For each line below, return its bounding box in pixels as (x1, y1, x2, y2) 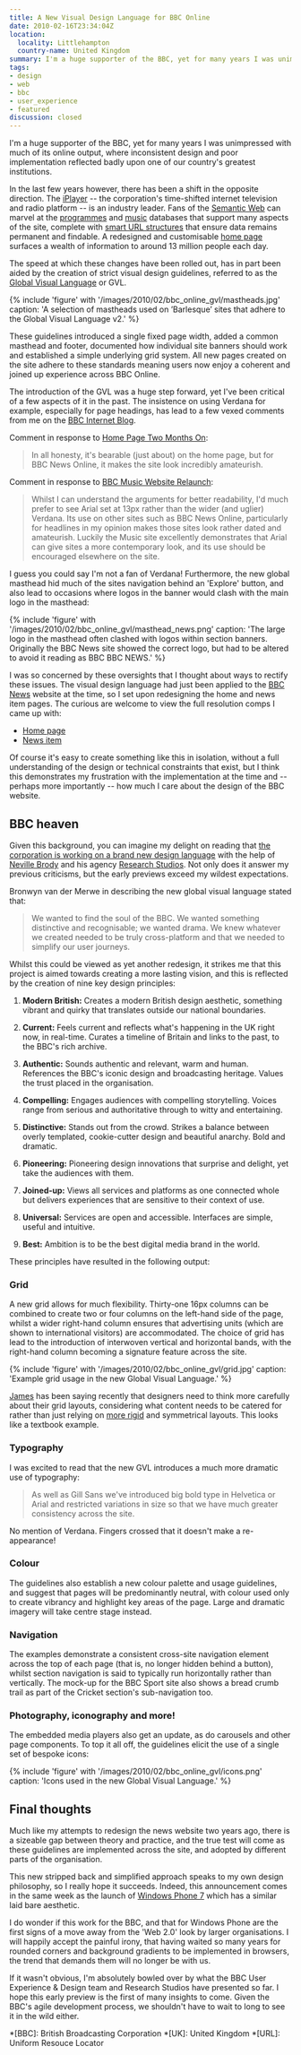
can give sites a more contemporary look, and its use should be (30, 541, 266, 552)
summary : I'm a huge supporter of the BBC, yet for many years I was (9, 55, 275, 64)
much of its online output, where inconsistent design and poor (9, 147, 239, 158)
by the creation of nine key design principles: (9, 978, 176, 989)
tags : (9, 64, 30, 73)
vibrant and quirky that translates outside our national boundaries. (21, 1005, 266, 1015)
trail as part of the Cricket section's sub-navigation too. (9, 1687, 213, 1698)
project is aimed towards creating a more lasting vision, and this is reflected (9, 968, 288, 979)
